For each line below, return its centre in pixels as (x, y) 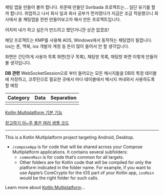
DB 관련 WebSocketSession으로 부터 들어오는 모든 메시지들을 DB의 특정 (74, 73)
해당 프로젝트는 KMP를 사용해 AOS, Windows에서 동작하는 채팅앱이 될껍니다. (79, 40)
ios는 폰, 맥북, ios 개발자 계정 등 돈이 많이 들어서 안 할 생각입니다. (67, 46)
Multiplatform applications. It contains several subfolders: (70, 152)
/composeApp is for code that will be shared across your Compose (77, 147)
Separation (63, 98)
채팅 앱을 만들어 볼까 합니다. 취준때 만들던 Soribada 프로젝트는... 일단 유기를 (78, 7)
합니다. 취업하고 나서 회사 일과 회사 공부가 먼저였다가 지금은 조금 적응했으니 (82, 13)
